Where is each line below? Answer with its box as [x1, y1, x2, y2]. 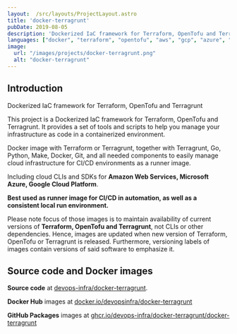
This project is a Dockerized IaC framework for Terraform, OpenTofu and [7, 114, 219, 124]
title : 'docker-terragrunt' [7, 17, 90, 24]
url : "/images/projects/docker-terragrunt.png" [13, 50, 157, 57]
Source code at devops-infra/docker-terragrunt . [7, 284, 148, 292]
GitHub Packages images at [7, 311, 90, 320]
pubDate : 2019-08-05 [7, 23, 68, 30]
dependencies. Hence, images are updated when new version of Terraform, [7, 229, 228, 238]
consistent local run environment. [7, 201, 109, 209]
